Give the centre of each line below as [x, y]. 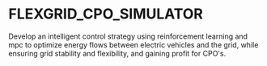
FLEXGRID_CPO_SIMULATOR [106, 14]
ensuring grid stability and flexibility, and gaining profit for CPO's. [117, 53]
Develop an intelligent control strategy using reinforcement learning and [128, 36]
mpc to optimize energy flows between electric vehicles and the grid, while [133, 44]
